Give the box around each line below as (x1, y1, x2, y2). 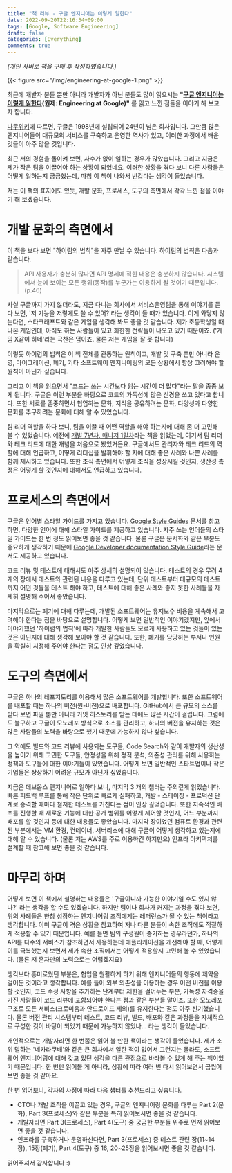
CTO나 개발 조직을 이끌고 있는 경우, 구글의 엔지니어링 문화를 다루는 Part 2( (17, 1100, 219, 1109)
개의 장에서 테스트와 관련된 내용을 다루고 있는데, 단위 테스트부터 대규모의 (7, 574, 202, 583)
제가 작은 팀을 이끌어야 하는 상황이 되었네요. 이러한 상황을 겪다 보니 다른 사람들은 (7, 164, 224, 171)
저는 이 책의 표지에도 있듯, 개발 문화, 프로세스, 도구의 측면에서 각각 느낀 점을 (7, 186, 211, 195)
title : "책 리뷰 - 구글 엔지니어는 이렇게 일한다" (7, 10, 133, 17)
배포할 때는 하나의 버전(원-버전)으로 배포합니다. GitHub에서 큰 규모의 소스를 (14, 701, 219, 709)
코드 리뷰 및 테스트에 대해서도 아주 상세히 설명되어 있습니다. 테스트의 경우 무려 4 (7, 566, 223, 574)
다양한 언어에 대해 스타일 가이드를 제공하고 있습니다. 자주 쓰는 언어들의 (21, 525, 212, 533)
